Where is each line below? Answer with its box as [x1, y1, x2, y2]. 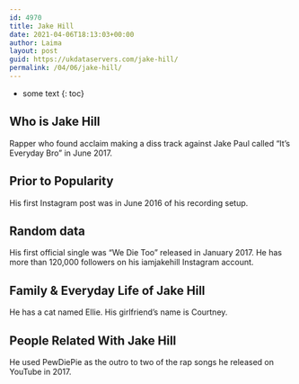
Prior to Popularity [9, 174, 114, 189]
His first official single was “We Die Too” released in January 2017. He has [9, 247, 283, 258]
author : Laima [9, 38, 63, 48]
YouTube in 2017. [9, 366, 72, 377]
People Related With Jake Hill [9, 333, 177, 348]
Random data [9, 223, 85, 238]
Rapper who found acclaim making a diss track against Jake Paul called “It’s [9, 138, 290, 148]
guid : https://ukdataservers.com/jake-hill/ [9, 55, 179, 64]
